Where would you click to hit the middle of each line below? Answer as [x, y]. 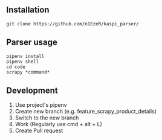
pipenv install [25, 56]
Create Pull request [39, 131]
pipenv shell [23, 62]
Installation [28, 10]
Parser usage [32, 43]
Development [32, 91]
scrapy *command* [28, 72]
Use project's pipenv [41, 105]
